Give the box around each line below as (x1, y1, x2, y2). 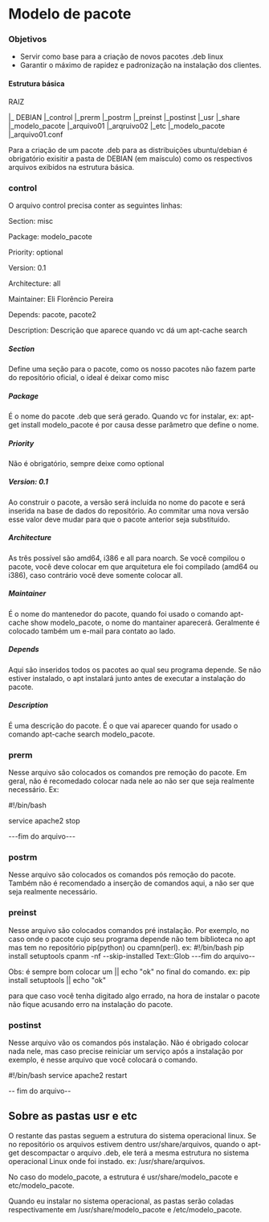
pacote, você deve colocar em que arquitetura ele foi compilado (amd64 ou (8, 561, 259, 572)
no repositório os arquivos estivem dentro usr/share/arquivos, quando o (8, 1139, 247, 1149)
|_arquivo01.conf (8, 130, 63, 139)
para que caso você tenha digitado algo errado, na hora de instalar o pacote (8, 991, 260, 1001)
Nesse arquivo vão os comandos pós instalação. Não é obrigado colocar (8, 1038, 249, 1047)
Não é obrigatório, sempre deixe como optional (8, 458, 165, 468)
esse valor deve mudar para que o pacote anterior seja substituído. (8, 514, 230, 524)
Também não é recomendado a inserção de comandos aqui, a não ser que (8, 878, 255, 888)
